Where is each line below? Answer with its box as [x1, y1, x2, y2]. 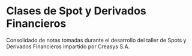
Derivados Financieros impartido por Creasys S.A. [6, 43, 130, 50]
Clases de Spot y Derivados [6, 4, 147, 18]
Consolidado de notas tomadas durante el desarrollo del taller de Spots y [6, 36, 187, 43]
